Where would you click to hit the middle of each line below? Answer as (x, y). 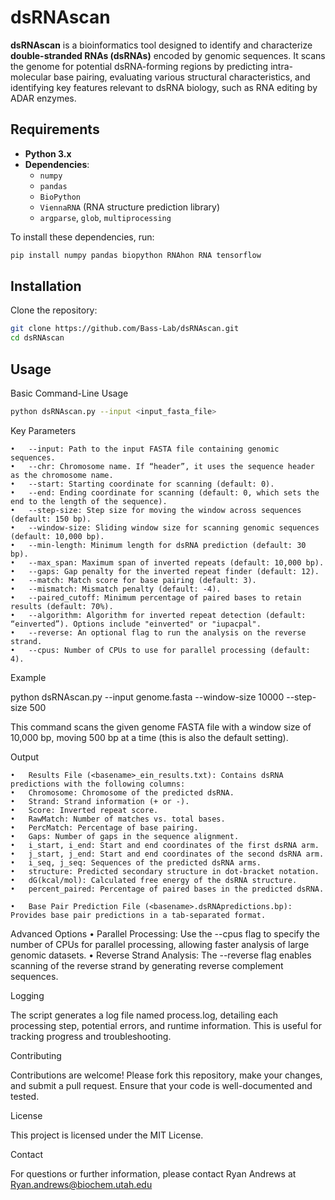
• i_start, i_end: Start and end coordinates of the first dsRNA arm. (165, 845)
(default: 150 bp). (51, 519)
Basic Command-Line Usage (69, 393)
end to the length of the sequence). (89, 501)
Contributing (36, 1055)
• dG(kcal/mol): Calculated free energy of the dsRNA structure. (154, 880)
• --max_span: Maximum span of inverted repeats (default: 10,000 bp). (167, 562)
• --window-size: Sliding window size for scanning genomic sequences (165, 527)
